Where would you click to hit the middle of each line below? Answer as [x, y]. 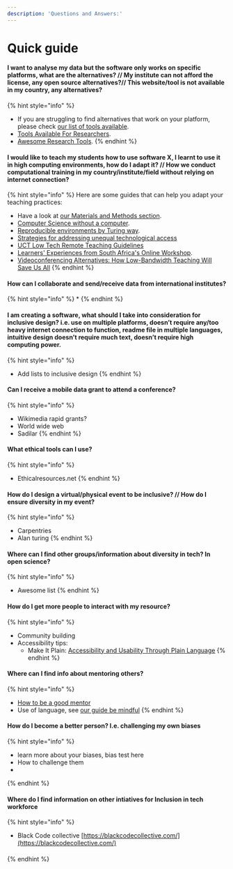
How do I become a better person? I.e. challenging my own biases [104, 726]
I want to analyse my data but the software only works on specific [104, 68]
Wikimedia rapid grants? [52, 418]
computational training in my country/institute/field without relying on [111, 172]
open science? [29, 561]
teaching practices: [35, 202]
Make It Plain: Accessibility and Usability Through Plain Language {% [127, 650]
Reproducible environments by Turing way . [79, 231]
